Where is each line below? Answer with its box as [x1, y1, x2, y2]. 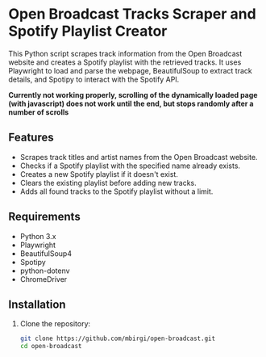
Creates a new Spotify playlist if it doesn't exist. [19, 169, 179, 178]
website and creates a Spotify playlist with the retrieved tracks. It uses [8, 57, 242, 67]
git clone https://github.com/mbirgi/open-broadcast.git [19, 334, 216, 343]
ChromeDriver [19, 274, 68, 283]
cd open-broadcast [19, 342, 82, 351]
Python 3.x [19, 231, 56, 241]
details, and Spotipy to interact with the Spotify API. [8, 74, 180, 84]
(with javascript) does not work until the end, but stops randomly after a [8, 99, 254, 108]
